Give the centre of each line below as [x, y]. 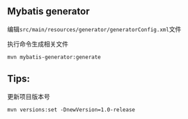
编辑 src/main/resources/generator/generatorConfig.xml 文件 [94, 29]
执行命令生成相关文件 [38, 44]
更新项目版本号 [29, 96]
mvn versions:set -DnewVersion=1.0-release [71, 110]
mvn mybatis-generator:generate [54, 57]
